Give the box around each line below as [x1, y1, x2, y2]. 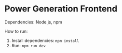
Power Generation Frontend [4, 3, 118, 14]
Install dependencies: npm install [11, 37, 79, 43]
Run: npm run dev [11, 42, 46, 48]
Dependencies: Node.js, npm [4, 19, 62, 25]
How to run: [4, 28, 28, 34]
